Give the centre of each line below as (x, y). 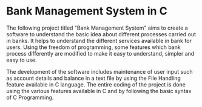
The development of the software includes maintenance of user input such (99, 71)
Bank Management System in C (87, 11)
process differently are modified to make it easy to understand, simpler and (100, 53)
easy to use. (22, 60)
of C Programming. (30, 97)
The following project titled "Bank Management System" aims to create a (97, 28)
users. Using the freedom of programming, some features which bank (93, 47)
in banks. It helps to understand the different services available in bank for (99, 41)
